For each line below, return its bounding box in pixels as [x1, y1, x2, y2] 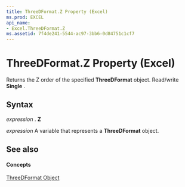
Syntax [6, 99, 33, 110]
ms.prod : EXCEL [6, 14, 44, 20]
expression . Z [6, 116, 42, 123]
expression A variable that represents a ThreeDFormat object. [6, 127, 159, 134]
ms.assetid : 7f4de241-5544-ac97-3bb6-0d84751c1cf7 [6, 31, 135, 37]
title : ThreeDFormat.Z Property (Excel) [6, 8, 109, 15]
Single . [6, 83, 26, 90]
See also [6, 144, 39, 155]
